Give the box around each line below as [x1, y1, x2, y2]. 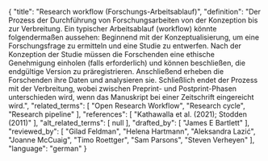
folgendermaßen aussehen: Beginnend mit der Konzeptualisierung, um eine [8, 32, 260, 42]
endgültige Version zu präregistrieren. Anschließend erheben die [8, 67, 224, 76]
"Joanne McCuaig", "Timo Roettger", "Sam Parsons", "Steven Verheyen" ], [8, 135, 255, 144]
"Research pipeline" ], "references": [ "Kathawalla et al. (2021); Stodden [8, 109, 248, 119]
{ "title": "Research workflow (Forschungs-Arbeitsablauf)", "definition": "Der [8, 7, 261, 16]
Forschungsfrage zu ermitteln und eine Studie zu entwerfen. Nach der [8, 41, 242, 51]
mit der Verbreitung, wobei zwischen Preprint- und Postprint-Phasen [8, 84, 237, 93]
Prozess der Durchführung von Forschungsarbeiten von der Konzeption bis [8, 15, 258, 25]
